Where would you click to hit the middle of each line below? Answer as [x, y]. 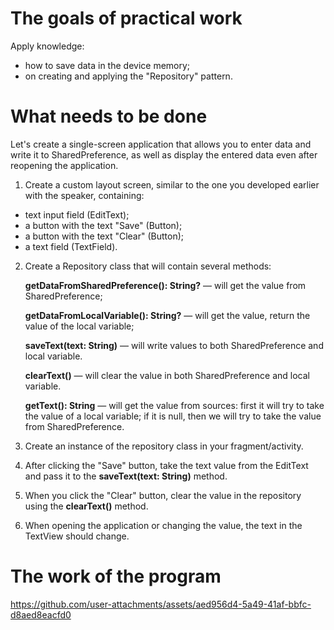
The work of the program [116, 576]
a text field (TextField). [71, 246]
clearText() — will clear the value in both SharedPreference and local [167, 375]
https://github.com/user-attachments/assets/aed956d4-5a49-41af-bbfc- [161, 604]
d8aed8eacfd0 [41, 614]
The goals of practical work [126, 18]
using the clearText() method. [86, 506]
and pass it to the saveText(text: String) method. [126, 476]
